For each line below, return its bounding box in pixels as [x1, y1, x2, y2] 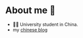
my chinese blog [12, 26, 48, 32]
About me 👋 [5, 5, 56, 16]
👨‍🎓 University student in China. [12, 21, 78, 27]
